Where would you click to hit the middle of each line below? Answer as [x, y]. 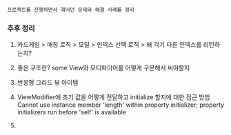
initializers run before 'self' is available [71, 112]
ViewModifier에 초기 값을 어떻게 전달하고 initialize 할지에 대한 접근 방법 [113, 97]
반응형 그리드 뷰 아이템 [48, 83]
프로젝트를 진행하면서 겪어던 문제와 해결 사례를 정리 [71, 10]
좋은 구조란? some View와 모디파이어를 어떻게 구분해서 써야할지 [103, 68]
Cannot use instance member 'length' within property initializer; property [121, 105]
